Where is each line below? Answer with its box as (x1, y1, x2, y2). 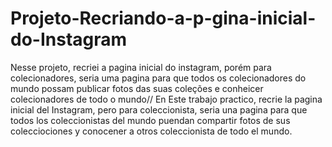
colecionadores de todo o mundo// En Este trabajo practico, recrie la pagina (10, 93, 323, 105)
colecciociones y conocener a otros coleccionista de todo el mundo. (10, 125, 293, 137)
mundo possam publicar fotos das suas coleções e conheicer (10, 82, 264, 94)
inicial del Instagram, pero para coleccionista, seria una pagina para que (10, 103, 308, 116)
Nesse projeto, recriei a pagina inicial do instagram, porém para (10, 61, 272, 73)
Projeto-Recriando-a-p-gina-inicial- (10, 7, 317, 30)
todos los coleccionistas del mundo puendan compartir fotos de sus (10, 114, 291, 126)
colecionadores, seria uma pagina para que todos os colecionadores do (10, 72, 307, 84)
